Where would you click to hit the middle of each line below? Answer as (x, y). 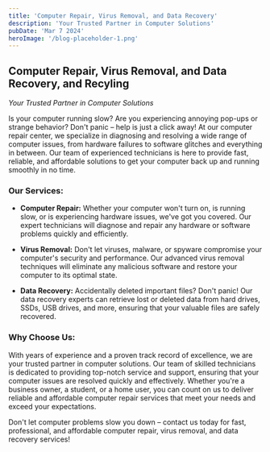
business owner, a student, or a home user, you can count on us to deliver (131, 389)
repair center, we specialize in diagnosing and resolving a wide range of (128, 136)
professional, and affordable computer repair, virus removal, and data (124, 430)
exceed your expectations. (52, 406)
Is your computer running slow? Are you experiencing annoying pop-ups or (133, 118)
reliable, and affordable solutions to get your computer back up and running (134, 161)
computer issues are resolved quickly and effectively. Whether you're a (127, 380)
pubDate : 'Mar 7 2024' (46, 31)
